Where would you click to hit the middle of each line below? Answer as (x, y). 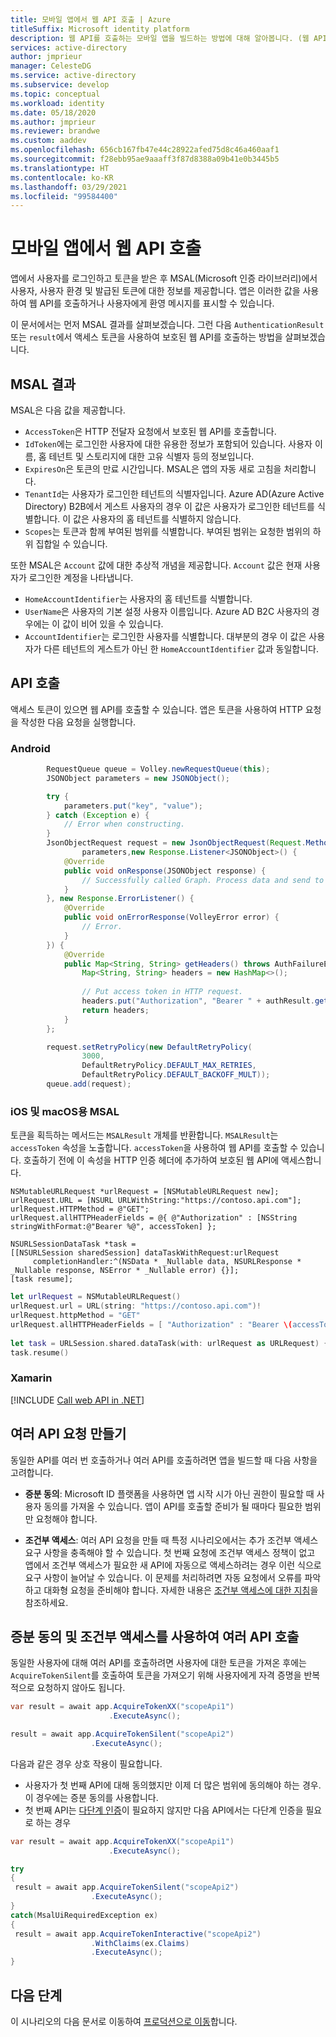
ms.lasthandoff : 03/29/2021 (69, 187)
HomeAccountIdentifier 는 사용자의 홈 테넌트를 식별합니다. (138, 599)
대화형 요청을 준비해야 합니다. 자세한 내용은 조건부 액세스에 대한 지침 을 (181, 1590)
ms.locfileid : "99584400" (64, 196)
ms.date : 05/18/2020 (53, 112)
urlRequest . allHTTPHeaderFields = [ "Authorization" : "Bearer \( (151, 1324)
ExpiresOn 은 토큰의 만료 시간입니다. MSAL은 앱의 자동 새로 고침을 (153, 469)
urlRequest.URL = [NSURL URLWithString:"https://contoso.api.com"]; (156, 1201)
